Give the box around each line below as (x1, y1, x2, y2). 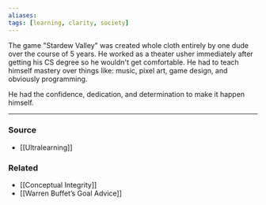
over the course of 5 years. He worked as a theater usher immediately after (8, 49, 253, 58)
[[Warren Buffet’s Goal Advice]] (19, 188, 123, 198)
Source (8, 125, 37, 136)
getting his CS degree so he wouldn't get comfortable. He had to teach (8, 57, 239, 67)
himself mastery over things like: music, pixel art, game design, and (8, 65, 228, 75)
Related (8, 162, 39, 173)
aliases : (8, 11, 37, 20)
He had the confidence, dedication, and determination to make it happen (8, 89, 245, 99)
